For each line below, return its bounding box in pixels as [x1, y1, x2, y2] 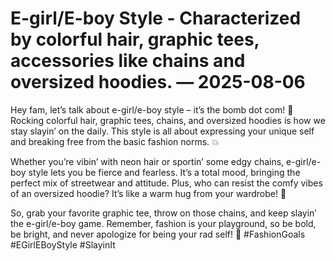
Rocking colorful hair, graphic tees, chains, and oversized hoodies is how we [10, 114, 326, 126]
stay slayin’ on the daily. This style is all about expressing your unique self [10, 125, 315, 137]
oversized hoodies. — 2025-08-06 [10, 71, 306, 94]
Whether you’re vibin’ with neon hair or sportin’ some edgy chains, [10, 155, 285, 167]
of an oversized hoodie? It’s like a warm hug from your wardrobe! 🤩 [10, 187, 287, 199]
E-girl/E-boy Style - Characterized [10, 7, 302, 30]
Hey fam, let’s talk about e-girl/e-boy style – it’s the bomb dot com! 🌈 [10, 103, 294, 116]
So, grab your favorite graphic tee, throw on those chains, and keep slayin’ [10, 207, 317, 219]
